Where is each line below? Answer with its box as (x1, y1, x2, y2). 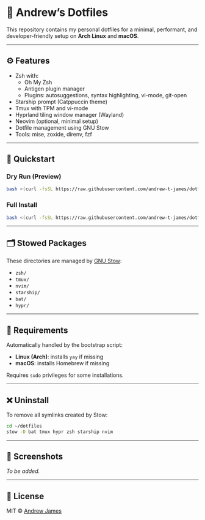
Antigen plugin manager (24, 85, 85, 92)
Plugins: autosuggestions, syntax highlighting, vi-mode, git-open (24, 91, 187, 98)
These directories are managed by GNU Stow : (6, 257, 122, 265)
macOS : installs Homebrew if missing (15, 360, 110, 367)
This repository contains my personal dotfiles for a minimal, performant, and (6, 26, 198, 33)
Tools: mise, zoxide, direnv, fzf (15, 130, 93, 138)
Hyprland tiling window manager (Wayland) (15, 111, 124, 118)
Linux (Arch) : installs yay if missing (15, 353, 104, 360)
